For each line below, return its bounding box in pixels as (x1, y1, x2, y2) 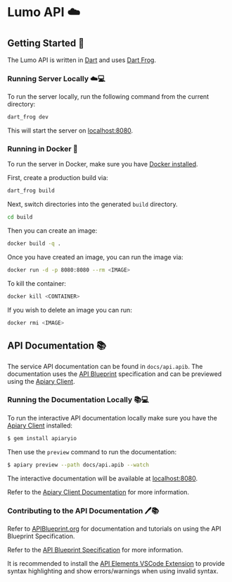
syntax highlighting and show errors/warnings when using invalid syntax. (7, 566, 219, 575)
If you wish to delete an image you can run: (7, 305, 132, 314)
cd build (7, 214, 33, 221)
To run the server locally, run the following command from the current (7, 92, 210, 101)
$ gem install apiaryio (7, 435, 77, 442)
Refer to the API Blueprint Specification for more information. (7, 545, 183, 554)
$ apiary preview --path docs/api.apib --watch (7, 461, 150, 468)
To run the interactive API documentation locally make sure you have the (7, 413, 218, 422)
